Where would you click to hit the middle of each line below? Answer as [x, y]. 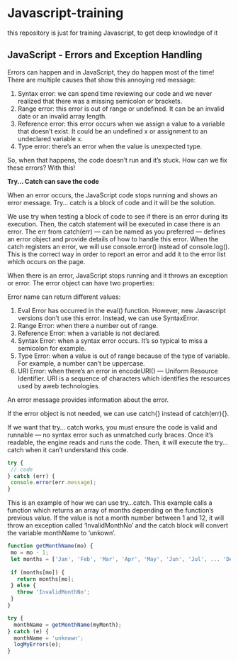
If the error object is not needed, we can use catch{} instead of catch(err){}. [118, 413]
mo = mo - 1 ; [30, 552]
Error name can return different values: [64, 297]
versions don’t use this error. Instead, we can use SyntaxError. [108, 318]
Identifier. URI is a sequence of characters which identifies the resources [124, 378]
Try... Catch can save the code [53, 181]
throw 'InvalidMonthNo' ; [53, 592]
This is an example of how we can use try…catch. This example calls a [110, 503]
